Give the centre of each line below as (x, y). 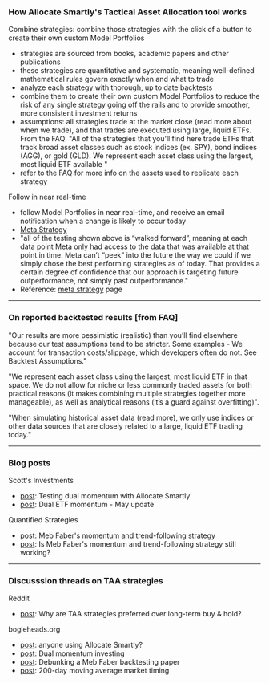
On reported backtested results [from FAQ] (93, 318)
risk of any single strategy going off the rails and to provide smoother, (135, 105)
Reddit (19, 598)
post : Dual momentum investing (72, 653)
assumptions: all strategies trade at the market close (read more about (136, 122)
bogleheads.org (34, 629)
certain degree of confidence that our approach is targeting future (129, 272)
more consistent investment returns (78, 113)
